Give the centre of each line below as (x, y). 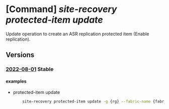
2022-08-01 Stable (30, 69)
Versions (20, 55)
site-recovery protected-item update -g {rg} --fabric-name (87, 101)
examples (16, 81)
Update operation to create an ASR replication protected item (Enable (77, 34)
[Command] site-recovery (61, 9)
